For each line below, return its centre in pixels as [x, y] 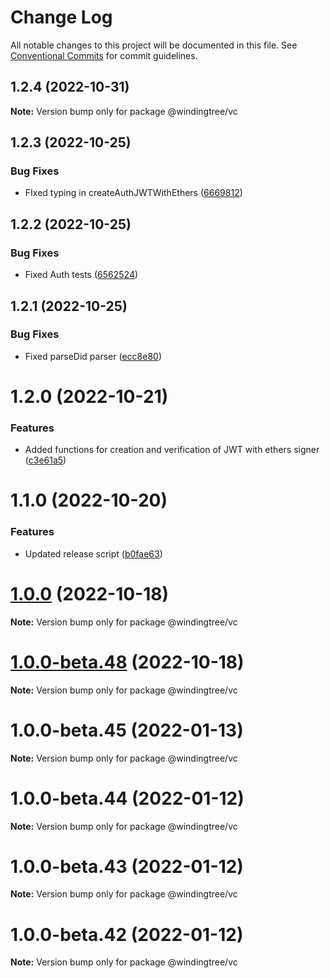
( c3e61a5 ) [45, 460]
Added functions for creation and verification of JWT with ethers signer [172, 450]
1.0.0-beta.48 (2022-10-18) [127, 662]
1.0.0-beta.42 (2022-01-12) [127, 934]
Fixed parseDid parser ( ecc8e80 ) [93, 356]
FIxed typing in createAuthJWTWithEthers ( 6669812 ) [133, 193]
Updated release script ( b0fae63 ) [93, 553]
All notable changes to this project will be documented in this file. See [154, 45]
